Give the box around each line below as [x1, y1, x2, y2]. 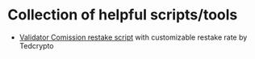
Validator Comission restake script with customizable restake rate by [19, 32, 248, 42]
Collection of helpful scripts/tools [7, 6, 238, 24]
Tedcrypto [19, 40, 54, 50]
